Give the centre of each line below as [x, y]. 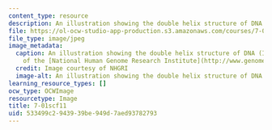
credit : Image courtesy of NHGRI [72, 69]
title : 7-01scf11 [38, 106]
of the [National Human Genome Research [92, 61]
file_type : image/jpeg [47, 38]
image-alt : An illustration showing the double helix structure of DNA [139, 76]
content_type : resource [49, 16]
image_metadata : [36, 46]
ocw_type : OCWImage [41, 91]
